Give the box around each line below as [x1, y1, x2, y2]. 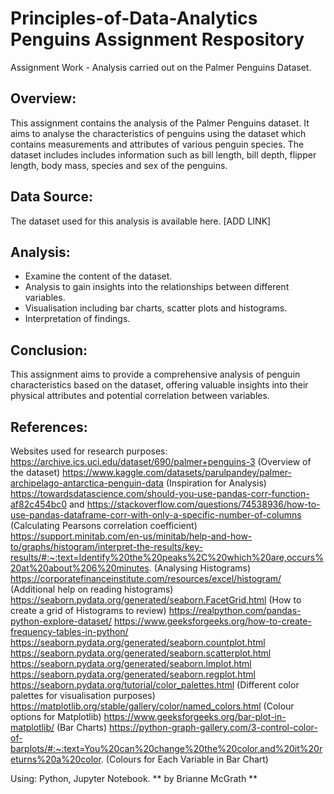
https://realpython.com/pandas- [168, 605, 302, 616]
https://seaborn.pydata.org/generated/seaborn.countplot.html [10, 637, 266, 648]
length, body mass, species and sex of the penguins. [10, 159, 228, 171]
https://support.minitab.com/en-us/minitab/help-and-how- [10, 530, 253, 542]
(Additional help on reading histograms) [10, 583, 174, 595]
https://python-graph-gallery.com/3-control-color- [109, 722, 318, 733]
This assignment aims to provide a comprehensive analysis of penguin [10, 368, 301, 381]
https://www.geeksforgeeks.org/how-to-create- [113, 615, 312, 627]
